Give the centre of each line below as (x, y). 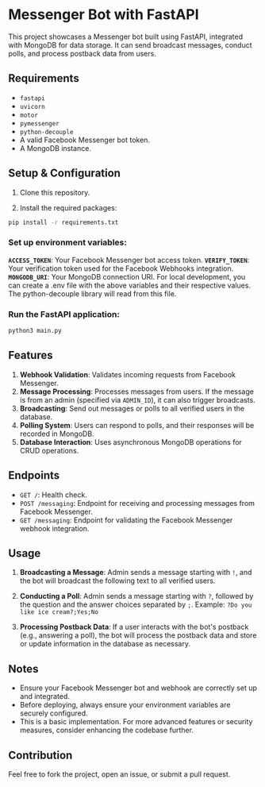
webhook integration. (54, 528)
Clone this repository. (55, 192)
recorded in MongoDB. (57, 434)
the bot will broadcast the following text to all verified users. (117, 581)
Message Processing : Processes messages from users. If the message (136, 392)
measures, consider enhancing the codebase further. (107, 730)
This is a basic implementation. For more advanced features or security (136, 722)
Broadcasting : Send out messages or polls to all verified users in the (132, 408)
